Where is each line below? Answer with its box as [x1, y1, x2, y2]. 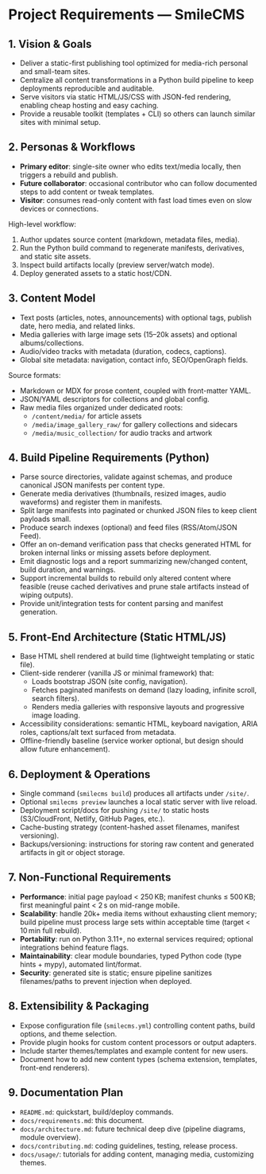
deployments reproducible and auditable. [19, 84, 155, 93]
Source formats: [8, 370, 61, 379]
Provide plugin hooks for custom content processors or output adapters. [19, 1037, 256, 1047]
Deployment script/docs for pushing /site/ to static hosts [19, 806, 210, 815]
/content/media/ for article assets [31, 411, 142, 421]
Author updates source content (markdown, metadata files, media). [19, 235, 240, 244]
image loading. [31, 710, 81, 721]
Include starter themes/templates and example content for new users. [19, 1046, 249, 1055]
